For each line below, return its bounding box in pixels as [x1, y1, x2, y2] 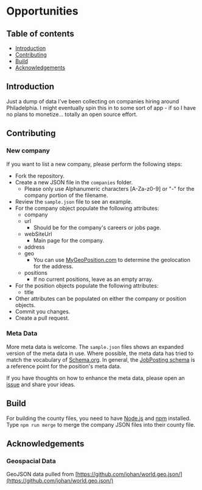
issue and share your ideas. [6, 381, 75, 388]
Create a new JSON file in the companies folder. [15, 178, 133, 186]
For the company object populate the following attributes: [15, 204, 159, 212]
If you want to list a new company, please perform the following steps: [6, 160, 183, 168]
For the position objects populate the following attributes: [15, 281, 159, 289]
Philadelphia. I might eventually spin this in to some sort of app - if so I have [6, 104, 196, 111]
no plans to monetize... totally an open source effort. [6, 111, 138, 118]
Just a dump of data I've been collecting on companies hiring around [6, 97, 179, 105]
